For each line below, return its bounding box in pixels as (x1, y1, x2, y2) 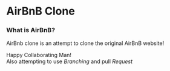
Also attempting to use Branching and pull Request (6, 58, 133, 65)
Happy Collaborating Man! (6, 52, 71, 59)
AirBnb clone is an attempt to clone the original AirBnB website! (6, 39, 165, 47)
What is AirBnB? (6, 26, 56, 35)
